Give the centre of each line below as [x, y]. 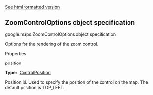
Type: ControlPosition [28, 72]
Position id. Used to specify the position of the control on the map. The [76, 82]
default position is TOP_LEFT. [35, 87]
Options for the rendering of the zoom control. [52, 44]
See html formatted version [33, 7]
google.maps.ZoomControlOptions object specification [61, 34]
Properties [16, 53]
